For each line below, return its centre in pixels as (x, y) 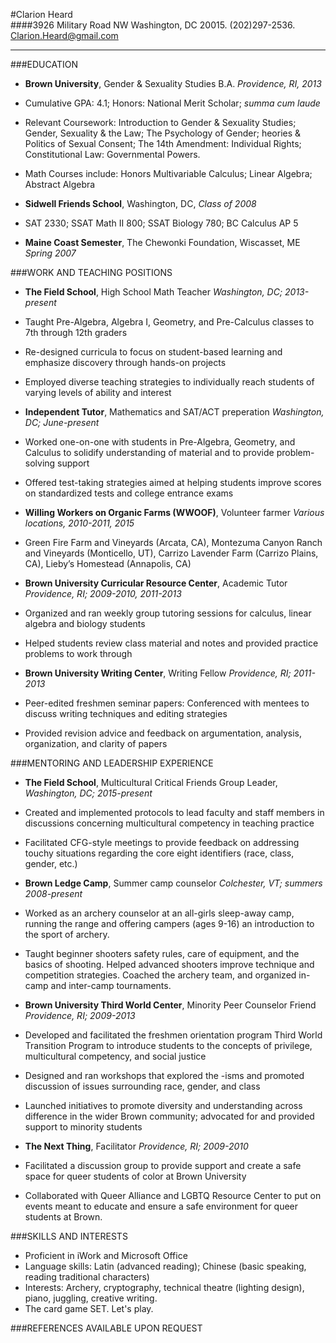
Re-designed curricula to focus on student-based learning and (153, 352)
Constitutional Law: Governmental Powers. (112, 154)
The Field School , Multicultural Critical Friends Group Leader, (151, 782)
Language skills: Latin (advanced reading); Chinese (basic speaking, (165, 1266)
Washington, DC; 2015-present (88, 793)
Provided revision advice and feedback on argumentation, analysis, (163, 733)
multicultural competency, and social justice (115, 1056)
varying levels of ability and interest (98, 392)
